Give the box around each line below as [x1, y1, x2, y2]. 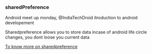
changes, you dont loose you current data [5, 34, 90, 40]
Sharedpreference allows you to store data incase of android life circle [5, 29, 147, 35]
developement [5, 20, 34, 26]
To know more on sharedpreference [5, 44, 77, 50]
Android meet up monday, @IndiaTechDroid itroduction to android [5, 15, 138, 21]
